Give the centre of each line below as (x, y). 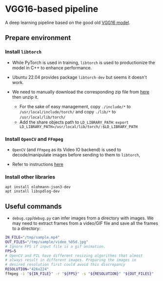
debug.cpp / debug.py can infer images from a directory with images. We (83, 218)
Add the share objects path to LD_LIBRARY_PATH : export (74, 122)
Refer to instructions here (38, 164)
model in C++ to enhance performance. (52, 67)
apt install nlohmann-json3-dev (38, 187)
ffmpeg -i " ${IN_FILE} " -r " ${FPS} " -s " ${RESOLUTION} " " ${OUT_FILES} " (80, 274)
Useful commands (33, 206)
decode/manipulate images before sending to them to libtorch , (76, 154)
